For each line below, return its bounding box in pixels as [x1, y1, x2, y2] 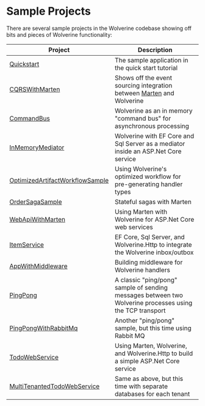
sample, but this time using [115, 323, 192, 332]
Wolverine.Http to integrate [115, 240, 192, 249]
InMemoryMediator [9, 143, 65, 151]
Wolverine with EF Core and [115, 132, 194, 140]
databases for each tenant [115, 389, 190, 398]
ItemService [9, 240, 45, 249]
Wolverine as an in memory [115, 106, 193, 115]
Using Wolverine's [115, 164, 167, 173]
